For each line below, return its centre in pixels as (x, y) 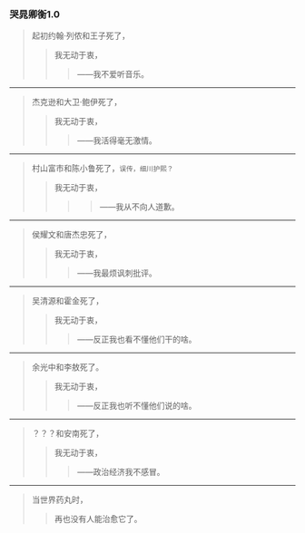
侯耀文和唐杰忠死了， (71, 235)
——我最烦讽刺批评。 (117, 273)
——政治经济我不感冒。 (121, 472)
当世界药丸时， (59, 499)
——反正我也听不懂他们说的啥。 (137, 406)
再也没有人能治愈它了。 (98, 519)
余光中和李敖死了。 (68, 367)
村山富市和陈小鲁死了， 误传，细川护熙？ (103, 169)
